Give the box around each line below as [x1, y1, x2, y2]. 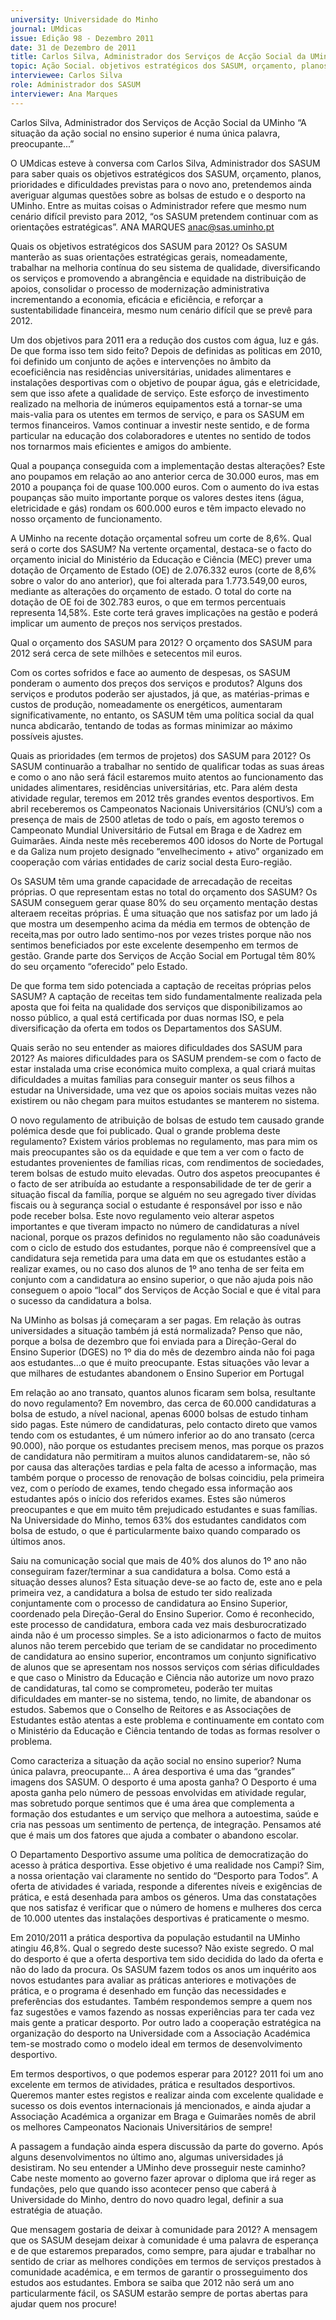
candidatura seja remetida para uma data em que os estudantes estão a [10, 1252, 307, 1264]
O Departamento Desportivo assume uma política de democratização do [10, 1848, 309, 1860]
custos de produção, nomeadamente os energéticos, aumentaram [10, 698, 283, 710]
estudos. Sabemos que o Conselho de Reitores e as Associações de [10, 1703, 292, 1715]
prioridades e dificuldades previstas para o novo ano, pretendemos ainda [10, 178, 312, 190]
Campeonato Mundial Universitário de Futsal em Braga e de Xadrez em [10, 824, 303, 836]
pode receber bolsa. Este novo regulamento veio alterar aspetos [10, 1209, 275, 1221]
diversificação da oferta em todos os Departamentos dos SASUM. [10, 1022, 283, 1034]
